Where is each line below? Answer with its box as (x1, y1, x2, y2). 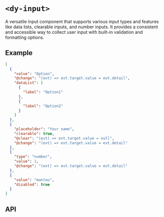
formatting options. (5, 34, 45, 40)
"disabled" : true (14, 182, 50, 187)
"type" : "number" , (14, 154, 52, 159)
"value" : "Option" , (14, 71, 55, 76)
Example (5, 49, 33, 57)
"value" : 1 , (14, 159, 39, 164)
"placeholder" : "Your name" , (14, 127, 75, 132)
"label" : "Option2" (23, 103, 64, 108)
